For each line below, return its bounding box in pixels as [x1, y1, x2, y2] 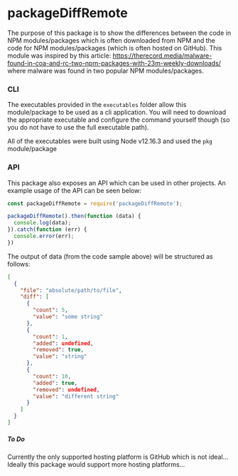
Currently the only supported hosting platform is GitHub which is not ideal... [7, 452, 229, 461]
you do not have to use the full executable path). [7, 123, 149, 132]
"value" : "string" [33, 353, 87, 361]
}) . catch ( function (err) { [7, 226, 87, 233]
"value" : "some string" [33, 314, 103, 321]
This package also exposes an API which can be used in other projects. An [7, 178, 226, 187]
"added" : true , [33, 379, 78, 386]
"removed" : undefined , [33, 386, 100, 393]
